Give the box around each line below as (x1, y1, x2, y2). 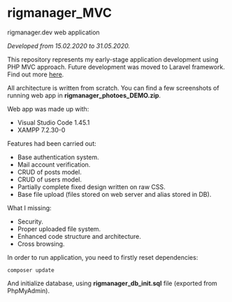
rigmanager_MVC (7, 5, 112, 21)
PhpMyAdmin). (7, 286, 50, 295)
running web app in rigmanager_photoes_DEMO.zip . (7, 91, 161, 99)
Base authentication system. (17, 153, 99, 161)
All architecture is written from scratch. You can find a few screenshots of (7, 83, 219, 92)
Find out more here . (7, 70, 64, 78)
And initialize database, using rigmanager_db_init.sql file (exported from (7, 279, 218, 287)
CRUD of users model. (17, 175, 82, 184)
